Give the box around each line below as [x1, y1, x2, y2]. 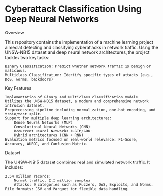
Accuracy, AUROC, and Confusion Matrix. [5, 141, 89, 146]
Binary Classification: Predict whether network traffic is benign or [5, 64, 151, 69]
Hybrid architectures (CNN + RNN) [14, 132, 84, 138]
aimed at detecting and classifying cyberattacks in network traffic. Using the [5, 44, 159, 50]
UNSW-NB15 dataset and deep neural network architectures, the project [5, 49, 150, 55]
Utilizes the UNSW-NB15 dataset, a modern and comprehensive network [5, 98, 149, 104]
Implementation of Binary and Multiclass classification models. [5, 95, 140, 99]
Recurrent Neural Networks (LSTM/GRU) [14, 129, 92, 133]
